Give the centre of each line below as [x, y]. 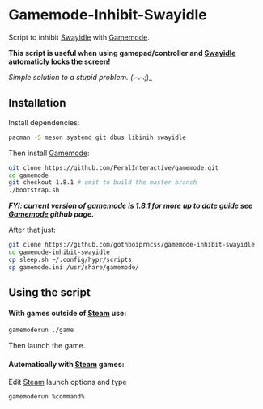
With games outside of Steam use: [68, 313]
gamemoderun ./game [41, 330]
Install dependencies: [44, 122]
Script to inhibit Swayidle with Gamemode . [79, 37]
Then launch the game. [47, 346]
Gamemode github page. [51, 214]
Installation [37, 103]
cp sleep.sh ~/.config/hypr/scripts [70, 259]
